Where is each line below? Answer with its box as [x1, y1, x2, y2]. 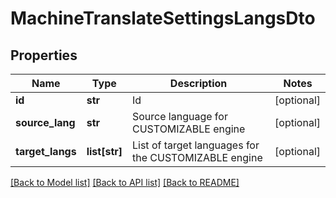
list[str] [86, 145, 123, 158]
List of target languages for [132, 138, 260, 152]
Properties [10, 47, 78, 64]
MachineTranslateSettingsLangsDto [10, 7, 316, 30]
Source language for [132, 110, 228, 123]
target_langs [15, 145, 77, 158]
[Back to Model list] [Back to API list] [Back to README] [10, 177, 240, 188]
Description [169, 77, 228, 90]
